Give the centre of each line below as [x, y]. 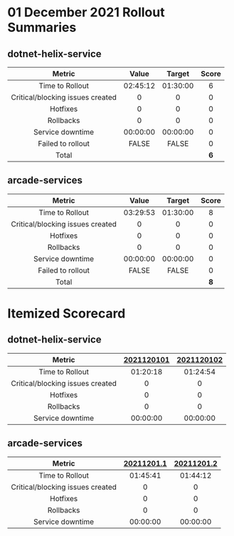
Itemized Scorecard [67, 313]
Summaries [42, 27]
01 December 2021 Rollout [86, 12]
